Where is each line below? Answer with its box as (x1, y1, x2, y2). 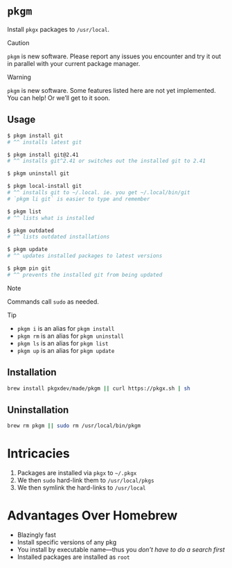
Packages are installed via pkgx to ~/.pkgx (17, 469, 137, 477)
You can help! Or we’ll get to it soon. (7, 94, 111, 102)
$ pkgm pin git (7, 265, 51, 272)
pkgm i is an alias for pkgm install (17, 324, 115, 332)
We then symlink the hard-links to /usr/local (17, 483, 146, 492)
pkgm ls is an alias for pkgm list (17, 338, 109, 347)
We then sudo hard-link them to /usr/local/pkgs (17, 476, 154, 485)
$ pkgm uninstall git (7, 170, 70, 178)
